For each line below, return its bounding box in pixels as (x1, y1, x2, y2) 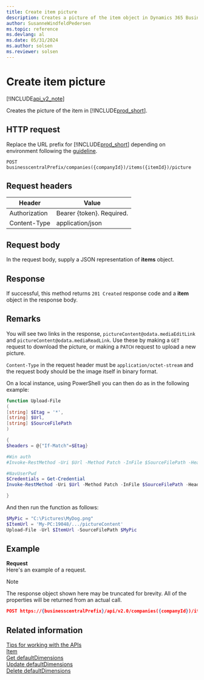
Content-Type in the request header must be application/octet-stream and (6, 361, 194, 369)
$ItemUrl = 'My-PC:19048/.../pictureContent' (6, 521, 123, 527)
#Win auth (6, 453, 32, 460)
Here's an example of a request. (6, 566, 87, 573)
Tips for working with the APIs (6, 641, 82, 649)
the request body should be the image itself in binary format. (6, 367, 158, 375)
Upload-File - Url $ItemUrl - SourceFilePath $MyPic (6, 526, 137, 533)
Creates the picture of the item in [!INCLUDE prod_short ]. (6, 107, 148, 114)
